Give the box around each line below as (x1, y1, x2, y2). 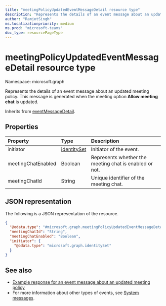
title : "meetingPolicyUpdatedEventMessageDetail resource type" (5, 7, 140, 12)
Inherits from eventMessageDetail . (5, 108, 76, 114)
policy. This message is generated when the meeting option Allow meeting (5, 93, 158, 99)
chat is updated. (5, 99, 39, 105)
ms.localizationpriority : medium (5, 21, 74, 26)
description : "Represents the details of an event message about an (5, 12, 149, 17)
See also (5, 266, 32, 274)
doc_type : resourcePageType (5, 30, 63, 35)
